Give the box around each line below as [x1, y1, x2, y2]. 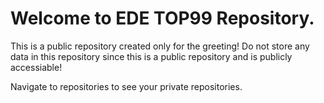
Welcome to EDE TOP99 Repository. [10, 7, 315, 30]
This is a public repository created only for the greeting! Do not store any [10, 40, 310, 52]
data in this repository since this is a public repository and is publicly [10, 50, 293, 62]
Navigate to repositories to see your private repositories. [10, 80, 243, 92]
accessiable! [10, 61, 63, 73]
